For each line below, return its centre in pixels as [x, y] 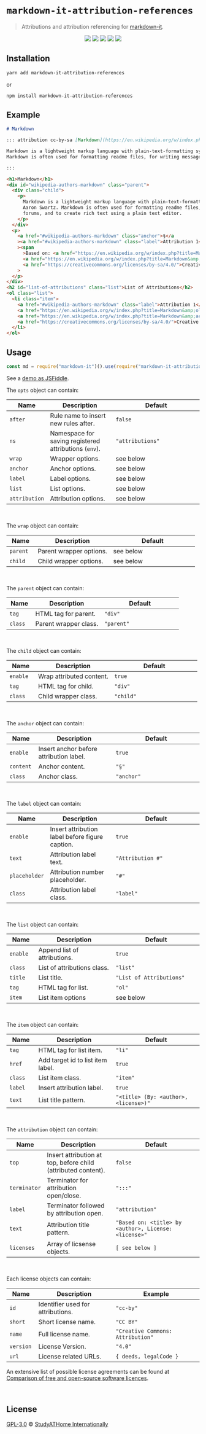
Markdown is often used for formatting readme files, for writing [93, 157]
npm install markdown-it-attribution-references [70, 96]
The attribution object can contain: [52, 1129]
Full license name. [64, 1334]
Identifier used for [64, 1304]
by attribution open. [75, 1213]
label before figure [76, 836]
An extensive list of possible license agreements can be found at [88, 1371]
